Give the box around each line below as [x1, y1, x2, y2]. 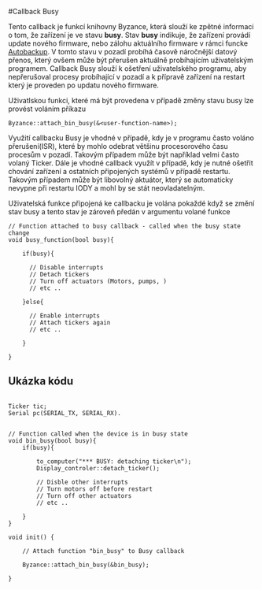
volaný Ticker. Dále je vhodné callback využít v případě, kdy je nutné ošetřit [8, 158, 253, 168]
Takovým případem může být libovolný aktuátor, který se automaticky [8, 175, 234, 184]
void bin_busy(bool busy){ [8, 436, 97, 444]
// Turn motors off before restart [36, 484, 153, 493]
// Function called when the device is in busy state [8, 429, 189, 438]
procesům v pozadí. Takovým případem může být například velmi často [8, 150, 240, 159]
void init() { [8, 533, 55, 541]
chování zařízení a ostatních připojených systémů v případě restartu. [8, 167, 231, 176]
